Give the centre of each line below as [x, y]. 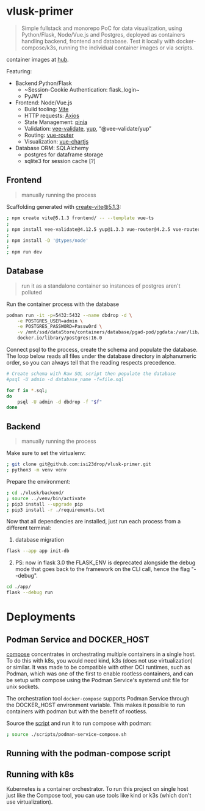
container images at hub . [38, 59]
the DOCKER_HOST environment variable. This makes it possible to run [96, 705]
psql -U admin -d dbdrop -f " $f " [60, 402]
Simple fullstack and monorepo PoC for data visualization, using [102, 28]
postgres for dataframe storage [64, 155]
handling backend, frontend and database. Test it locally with [98, 41]
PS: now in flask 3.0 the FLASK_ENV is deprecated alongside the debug [105, 562]
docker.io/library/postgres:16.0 [60, 338]
